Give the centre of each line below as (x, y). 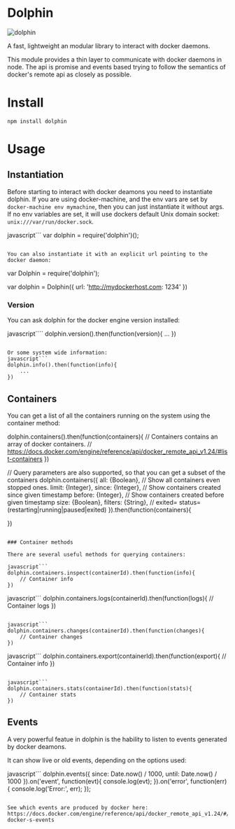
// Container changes (51, 637)
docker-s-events (31, 820)
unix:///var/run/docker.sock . (51, 221)
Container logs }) (32, 605)
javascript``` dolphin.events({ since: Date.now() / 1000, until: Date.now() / (112, 774)
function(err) (208, 781)
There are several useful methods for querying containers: (97, 554)
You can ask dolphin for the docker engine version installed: (94, 320)
